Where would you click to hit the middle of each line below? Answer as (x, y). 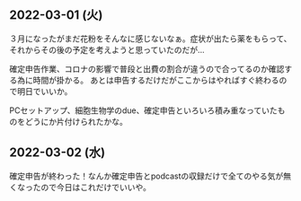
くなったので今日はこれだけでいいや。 (80, 187)
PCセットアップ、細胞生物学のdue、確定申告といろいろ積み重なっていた (144, 110)
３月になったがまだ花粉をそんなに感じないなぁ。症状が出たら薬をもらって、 (150, 39)
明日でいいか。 (44, 91)
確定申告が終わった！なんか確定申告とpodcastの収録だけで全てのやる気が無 (150, 176)
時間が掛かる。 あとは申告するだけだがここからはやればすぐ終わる (156, 80)
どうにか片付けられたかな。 (76, 121)
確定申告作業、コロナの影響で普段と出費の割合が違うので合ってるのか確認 (147, 68)
